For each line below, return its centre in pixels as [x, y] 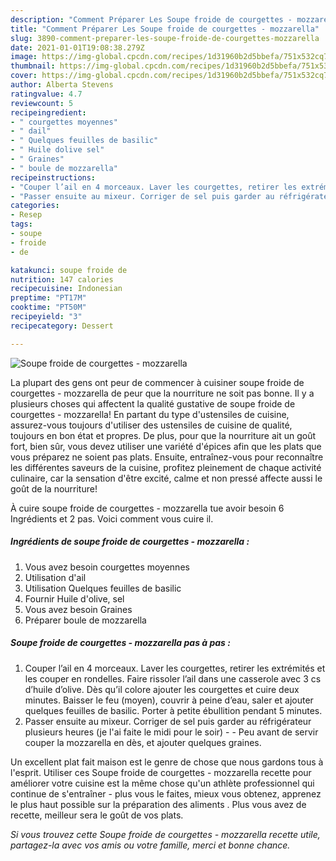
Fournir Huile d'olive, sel [74, 598]
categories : [35, 206]
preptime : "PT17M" [48, 298]
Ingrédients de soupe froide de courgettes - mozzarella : [130, 542]
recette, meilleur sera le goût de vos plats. [97, 815]
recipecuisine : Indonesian [66, 289]
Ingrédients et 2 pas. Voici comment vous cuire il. [112, 518]
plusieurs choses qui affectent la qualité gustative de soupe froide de [153, 403]
